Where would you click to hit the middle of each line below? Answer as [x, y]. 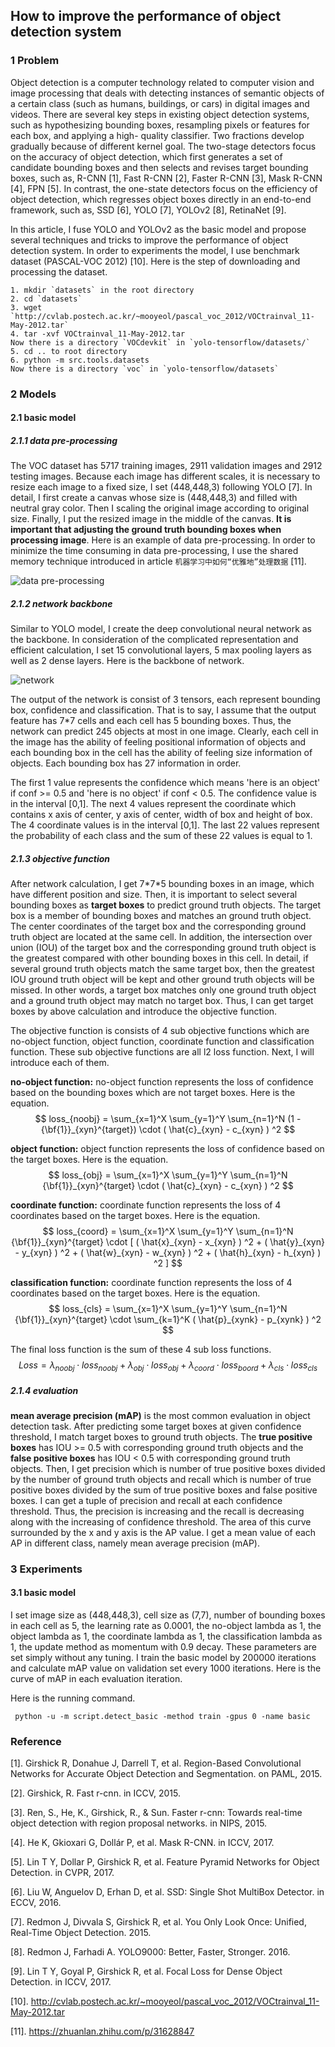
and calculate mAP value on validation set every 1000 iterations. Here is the [166, 1668]
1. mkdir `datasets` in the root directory [102, 290]
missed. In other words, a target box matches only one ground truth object [163, 990]
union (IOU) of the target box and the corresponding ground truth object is [163, 948]
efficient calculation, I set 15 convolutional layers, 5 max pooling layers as [161, 650]
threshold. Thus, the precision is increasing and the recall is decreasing [157, 1511]
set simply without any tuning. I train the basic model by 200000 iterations [163, 1657]
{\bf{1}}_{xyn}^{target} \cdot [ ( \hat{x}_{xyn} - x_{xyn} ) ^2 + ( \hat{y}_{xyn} [168, 1242]
